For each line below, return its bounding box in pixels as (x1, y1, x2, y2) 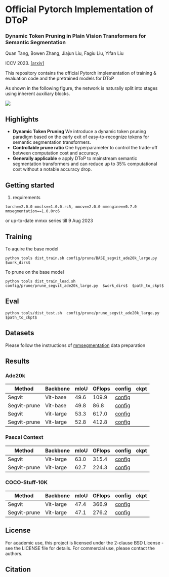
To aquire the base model (5, 245, 59, 252)
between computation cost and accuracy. (12, 150, 100, 156)
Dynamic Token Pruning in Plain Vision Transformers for (5, 33, 146, 40)
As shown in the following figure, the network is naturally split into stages (5, 85, 158, 91)
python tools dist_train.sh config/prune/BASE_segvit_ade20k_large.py (5, 255, 157, 261)
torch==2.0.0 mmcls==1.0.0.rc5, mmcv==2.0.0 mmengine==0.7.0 (5, 204, 137, 209)
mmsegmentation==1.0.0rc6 (5, 209, 60, 214)
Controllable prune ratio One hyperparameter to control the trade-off (12, 145, 158, 151)
